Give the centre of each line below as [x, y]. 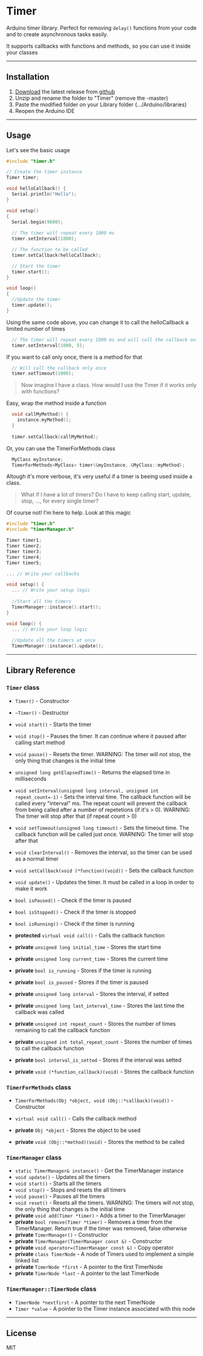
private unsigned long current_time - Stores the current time [91, 959]
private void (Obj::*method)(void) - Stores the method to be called [100, 1142]
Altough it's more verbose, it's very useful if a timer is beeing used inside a [99, 477]
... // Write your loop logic [50, 629]
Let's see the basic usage [38, 150]
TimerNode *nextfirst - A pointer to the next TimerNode [85, 1302]
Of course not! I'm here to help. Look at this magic [69, 513]
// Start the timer [36, 266]
